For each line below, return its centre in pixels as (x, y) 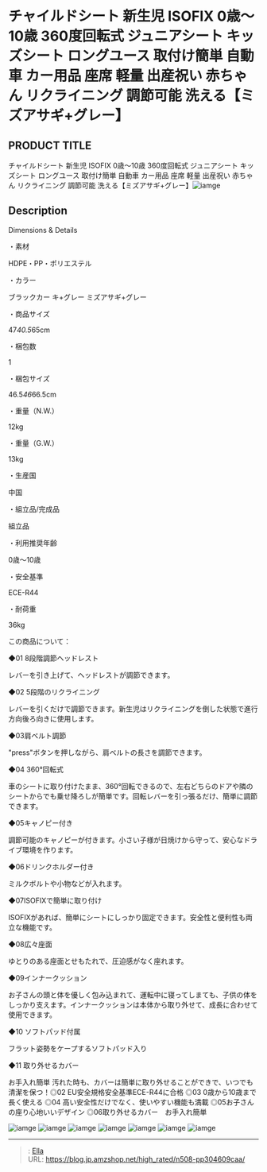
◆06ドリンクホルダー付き (51, 866)
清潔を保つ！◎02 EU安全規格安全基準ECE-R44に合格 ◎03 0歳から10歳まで (132, 1092)
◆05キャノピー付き (41, 822)
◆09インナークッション (48, 977)
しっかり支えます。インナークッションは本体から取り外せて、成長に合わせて (133, 1004)
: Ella (35, 1151)
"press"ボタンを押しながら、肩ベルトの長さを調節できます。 (107, 752)
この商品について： (40, 641)
